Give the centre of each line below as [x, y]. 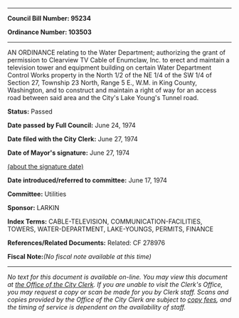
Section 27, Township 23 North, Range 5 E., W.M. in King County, [102, 83]
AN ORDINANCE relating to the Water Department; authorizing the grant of [117, 53]
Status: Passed [30, 111]
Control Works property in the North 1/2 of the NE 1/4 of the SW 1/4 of [110, 75]
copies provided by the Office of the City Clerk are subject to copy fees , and [119, 300]
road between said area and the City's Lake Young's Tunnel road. [103, 98]
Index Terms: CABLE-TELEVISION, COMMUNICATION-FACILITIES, [105, 221]
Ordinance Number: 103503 [49, 32]
